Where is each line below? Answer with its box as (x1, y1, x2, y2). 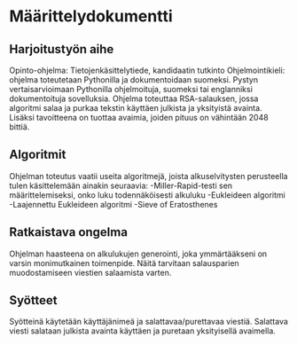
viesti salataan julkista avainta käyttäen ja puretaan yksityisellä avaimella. (9, 325, 277, 336)
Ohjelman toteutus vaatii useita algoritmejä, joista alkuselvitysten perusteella (9, 170, 288, 181)
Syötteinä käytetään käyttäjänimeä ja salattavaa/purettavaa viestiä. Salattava (9, 317, 288, 327)
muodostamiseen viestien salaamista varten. (9, 267, 172, 278)
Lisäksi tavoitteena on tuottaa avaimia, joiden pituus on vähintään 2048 (9, 113, 269, 122)
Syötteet (9, 293, 58, 308)
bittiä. (9, 122, 30, 132)
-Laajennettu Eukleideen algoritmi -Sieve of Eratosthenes (9, 199, 218, 209)
